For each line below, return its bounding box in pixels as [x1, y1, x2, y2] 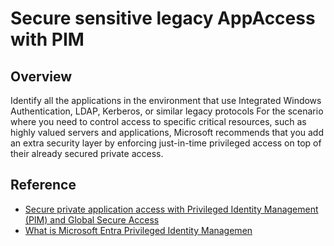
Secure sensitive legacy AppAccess [10, 7, 316, 30]
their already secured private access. [10, 148, 164, 159]
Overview [10, 68, 73, 85]
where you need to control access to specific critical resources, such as [10, 116, 307, 127]
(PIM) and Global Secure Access [24, 213, 160, 226]
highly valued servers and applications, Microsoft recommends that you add [10, 127, 324, 138]
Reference [10, 177, 77, 194]
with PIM [10, 28, 85, 51]
